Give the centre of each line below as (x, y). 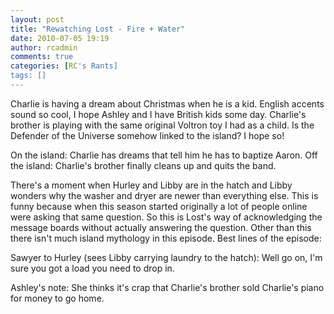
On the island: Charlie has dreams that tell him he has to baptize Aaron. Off (164, 155)
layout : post (37, 19)
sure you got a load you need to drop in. (92, 268)
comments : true (42, 57)
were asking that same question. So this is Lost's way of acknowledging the (166, 217)
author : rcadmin (44, 47)
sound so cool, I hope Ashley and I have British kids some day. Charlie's (158, 114)
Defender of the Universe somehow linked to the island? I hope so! (147, 135)
